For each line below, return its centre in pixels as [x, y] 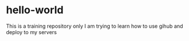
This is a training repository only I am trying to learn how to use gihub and [95, 26]
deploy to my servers [32, 32]
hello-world [35, 10]
